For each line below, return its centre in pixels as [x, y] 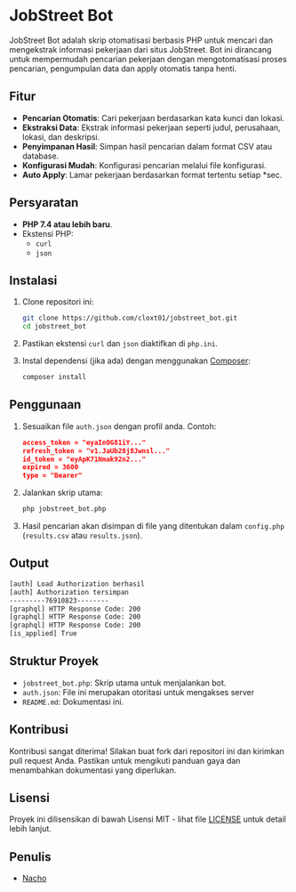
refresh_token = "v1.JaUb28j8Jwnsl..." [96, 450]
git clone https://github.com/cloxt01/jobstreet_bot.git [130, 318]
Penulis [30, 857]
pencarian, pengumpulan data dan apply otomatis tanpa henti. [123, 69]
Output [29, 563]
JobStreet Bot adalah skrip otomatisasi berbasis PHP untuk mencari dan [141, 40]
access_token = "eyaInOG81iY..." [84, 442]
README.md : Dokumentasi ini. [73, 701]
